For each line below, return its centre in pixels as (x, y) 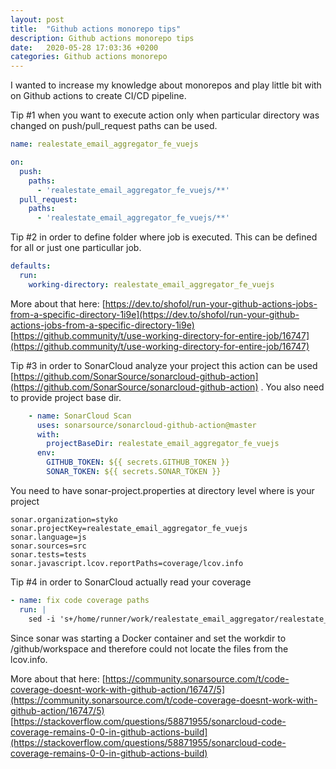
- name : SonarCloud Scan (80, 416)
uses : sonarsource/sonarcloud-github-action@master (146, 425)
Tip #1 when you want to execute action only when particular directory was (165, 115)
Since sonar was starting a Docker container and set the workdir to (148, 638)
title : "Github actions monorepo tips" (96, 29)
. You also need (292, 387)
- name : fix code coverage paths (80, 600)
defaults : (31, 266)
